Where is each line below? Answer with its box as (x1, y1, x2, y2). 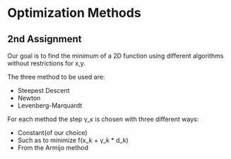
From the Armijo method (17, 144, 89, 152)
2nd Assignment (7, 33, 82, 45)
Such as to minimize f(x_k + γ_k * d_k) (17, 136, 129, 144)
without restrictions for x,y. (7, 59, 86, 68)
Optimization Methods (7, 5, 141, 21)
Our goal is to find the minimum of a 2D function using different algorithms (7, 51, 224, 60)
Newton (17, 94, 41, 102)
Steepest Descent (17, 87, 70, 94)
